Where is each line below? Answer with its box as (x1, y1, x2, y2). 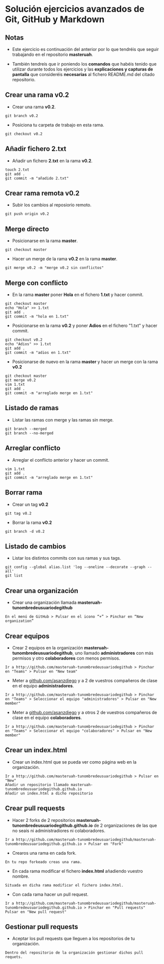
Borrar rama (5, 489, 43, 497)
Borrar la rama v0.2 (12, 519, 52, 525)
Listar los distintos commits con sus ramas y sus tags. (12, 555, 121, 561)
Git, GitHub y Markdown (5, 14, 105, 25)
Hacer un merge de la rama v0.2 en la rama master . (12, 256, 117, 262)
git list (5, 573, 23, 578)
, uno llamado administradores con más (72, 650, 154, 656)
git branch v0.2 (5, 113, 38, 118)
